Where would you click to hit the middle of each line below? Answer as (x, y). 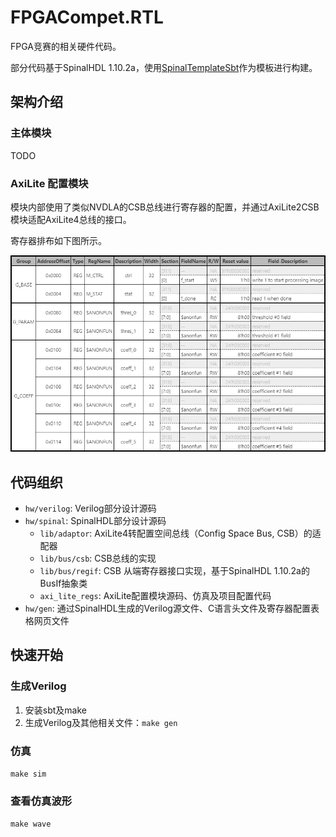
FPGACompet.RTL (87, 17)
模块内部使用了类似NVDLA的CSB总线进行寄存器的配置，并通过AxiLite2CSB (165, 207)
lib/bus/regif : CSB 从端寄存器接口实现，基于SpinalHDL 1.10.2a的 (174, 571)
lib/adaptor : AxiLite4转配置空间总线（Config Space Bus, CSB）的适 (180, 533)
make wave (31, 824)
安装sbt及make (55, 710)
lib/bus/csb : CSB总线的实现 (98, 558)
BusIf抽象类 (63, 583)
